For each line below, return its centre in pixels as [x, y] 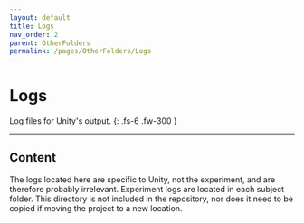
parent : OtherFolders [50, 43]
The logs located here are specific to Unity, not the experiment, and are [142, 179]
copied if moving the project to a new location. [96, 208]
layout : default [40, 18]
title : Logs [32, 26]
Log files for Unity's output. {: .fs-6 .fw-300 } [94, 121]
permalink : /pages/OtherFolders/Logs [81, 51]
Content [33, 158]
